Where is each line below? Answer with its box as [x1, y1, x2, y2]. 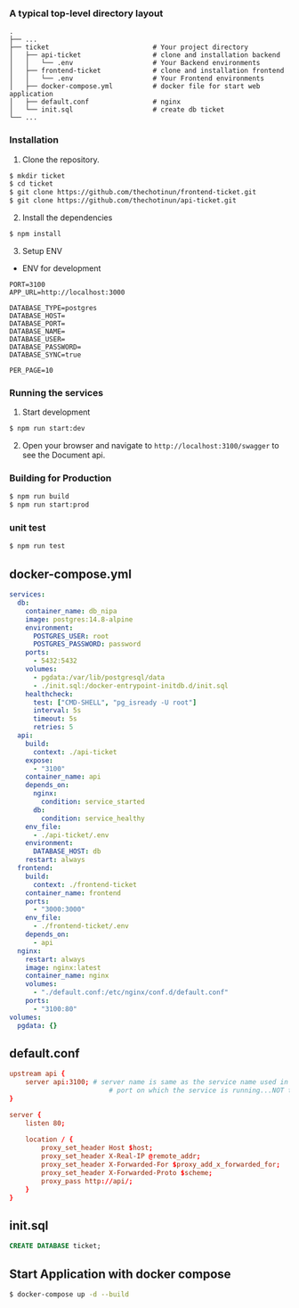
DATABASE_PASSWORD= [9, 342, 82, 351]
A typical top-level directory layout [9, 7, 164, 20]
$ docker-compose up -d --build [9, 1289, 129, 1299]
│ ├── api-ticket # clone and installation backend [9, 51, 280, 60]
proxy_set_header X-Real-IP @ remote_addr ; [41, 1152, 201, 1161]
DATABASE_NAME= [9, 326, 66, 336]
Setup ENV [21, 245, 62, 256]
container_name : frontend [25, 888, 122, 898]
